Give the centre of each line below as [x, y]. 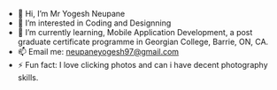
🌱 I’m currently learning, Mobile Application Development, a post [135, 32]
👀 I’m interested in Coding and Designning [94, 23]
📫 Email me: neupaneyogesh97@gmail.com [98, 52]
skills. [28, 78]
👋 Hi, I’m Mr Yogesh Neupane [71, 14]
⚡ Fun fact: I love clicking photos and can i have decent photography [142, 65]
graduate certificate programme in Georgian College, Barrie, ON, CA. [143, 41]
